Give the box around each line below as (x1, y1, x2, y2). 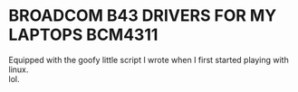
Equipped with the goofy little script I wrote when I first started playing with (8, 54, 289, 65)
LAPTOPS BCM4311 (8, 24, 159, 45)
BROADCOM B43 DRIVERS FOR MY (8, 5, 277, 26)
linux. (8, 64, 29, 75)
